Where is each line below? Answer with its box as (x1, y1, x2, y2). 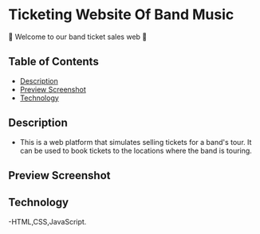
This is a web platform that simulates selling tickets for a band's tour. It (19, 137, 252, 146)
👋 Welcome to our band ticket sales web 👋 (8, 32, 148, 41)
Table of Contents (8, 55, 100, 68)
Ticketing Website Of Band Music (8, 6, 234, 24)
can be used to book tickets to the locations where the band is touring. (19, 146, 253, 155)
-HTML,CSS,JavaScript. (8, 216, 87, 226)
